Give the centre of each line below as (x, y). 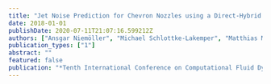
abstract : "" (30, 53)
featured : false (35, 61)
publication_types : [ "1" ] (52, 46)
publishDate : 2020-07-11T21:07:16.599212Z (81, 30)
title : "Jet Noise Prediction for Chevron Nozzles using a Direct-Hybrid (135, 16)
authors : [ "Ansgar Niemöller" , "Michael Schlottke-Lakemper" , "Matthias (133, 38)
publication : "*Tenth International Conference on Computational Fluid (131, 68)
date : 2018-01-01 (38, 23)
